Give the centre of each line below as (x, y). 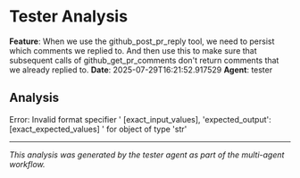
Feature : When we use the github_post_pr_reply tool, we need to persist (142, 41)
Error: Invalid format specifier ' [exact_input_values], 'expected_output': (140, 119)
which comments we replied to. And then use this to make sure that (133, 50)
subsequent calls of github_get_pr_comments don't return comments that (144, 60)
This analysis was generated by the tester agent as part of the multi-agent (147, 155)
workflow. (28, 164)
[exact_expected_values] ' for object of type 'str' (98, 129)
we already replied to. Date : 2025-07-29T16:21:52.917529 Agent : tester (141, 70)
